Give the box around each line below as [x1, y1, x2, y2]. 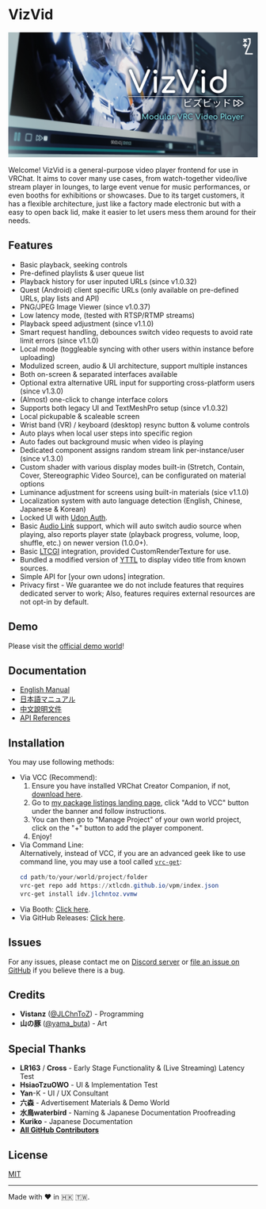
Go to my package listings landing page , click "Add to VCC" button [31, 798, 249, 808]
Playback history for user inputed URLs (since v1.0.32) [19, 276, 197, 286]
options [19, 478, 45, 489]
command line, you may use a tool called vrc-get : [19, 857, 182, 866]
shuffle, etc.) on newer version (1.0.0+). [19, 538, 149, 547]
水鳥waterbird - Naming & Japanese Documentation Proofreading [19, 1108, 236, 1118]
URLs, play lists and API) [19, 294, 100, 303]
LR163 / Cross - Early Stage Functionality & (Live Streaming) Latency [19, 1063, 245, 1073]
